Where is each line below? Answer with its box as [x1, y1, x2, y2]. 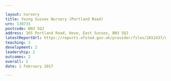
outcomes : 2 [5, 54, 31, 59]
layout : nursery [5, 12, 40, 17]
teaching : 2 [5, 40, 31, 46]
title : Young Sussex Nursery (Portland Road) [5, 16, 103, 22]
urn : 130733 [5, 21, 31, 26]
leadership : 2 [5, 49, 36, 55]
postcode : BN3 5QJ [5, 26, 44, 31]
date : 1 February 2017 [5, 64, 53, 69]
